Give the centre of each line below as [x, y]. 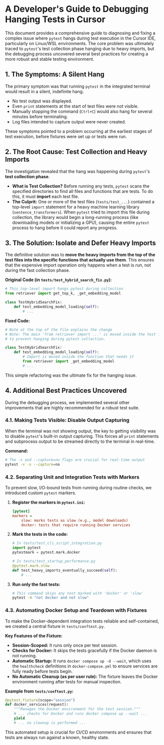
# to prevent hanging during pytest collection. [55, 339]
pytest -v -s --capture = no [32, 464]
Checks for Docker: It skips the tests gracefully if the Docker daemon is [84, 650]
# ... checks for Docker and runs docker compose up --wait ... [81, 714]
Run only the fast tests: [36, 584]
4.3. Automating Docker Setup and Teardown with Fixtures [76, 610]
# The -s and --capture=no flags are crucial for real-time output [75, 460]
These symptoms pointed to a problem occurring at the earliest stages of [79, 131]
